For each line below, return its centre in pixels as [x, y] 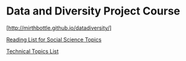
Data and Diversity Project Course [93, 11]
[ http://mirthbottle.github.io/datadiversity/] [59, 28]
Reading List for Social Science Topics [54, 39]
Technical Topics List [33, 51]
